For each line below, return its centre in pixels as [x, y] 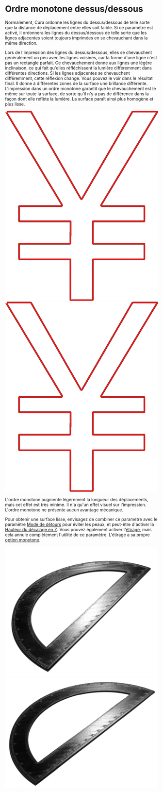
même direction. [21, 43]
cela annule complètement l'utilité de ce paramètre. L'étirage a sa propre [78, 535]
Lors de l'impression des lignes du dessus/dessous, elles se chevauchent [79, 52]
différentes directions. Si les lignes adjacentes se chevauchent [67, 73]
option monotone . [23, 539]
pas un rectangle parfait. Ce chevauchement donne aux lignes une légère [78, 63]
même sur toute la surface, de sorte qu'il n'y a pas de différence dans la [77, 94]
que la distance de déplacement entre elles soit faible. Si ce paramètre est [79, 27]
